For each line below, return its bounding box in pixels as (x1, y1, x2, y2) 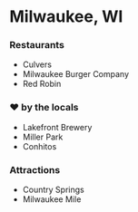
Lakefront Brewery (22, 121, 93, 132)
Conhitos (22, 140, 57, 151)
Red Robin (22, 79, 62, 90)
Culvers (22, 59, 53, 70)
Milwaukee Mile (22, 194, 82, 205)
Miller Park (22, 131, 64, 142)
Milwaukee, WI (9, 6, 123, 27)
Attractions (9, 163, 61, 176)
